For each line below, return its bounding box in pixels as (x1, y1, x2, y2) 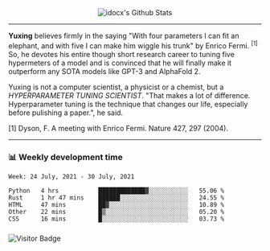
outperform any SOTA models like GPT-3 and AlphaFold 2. (8, 66, 201, 76)
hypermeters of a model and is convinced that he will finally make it (8, 58, 231, 68)
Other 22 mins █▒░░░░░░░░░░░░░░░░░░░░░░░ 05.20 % (8, 208, 225, 216)
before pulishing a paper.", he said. (8, 108, 123, 117)
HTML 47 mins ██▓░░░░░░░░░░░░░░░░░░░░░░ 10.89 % (8, 200, 225, 208)
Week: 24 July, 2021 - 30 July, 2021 (8, 172, 135, 180)
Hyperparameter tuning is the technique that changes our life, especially (8, 99, 248, 109)
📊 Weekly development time (8, 151, 123, 163)
